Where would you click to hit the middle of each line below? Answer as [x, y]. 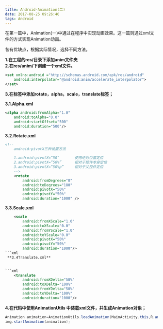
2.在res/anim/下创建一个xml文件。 [40, 66]
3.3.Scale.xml [19, 208]
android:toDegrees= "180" [48, 185]
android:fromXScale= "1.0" [49, 221]
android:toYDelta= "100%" [48, 293]
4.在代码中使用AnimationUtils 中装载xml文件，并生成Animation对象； [76, 308]
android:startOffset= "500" [41, 122]
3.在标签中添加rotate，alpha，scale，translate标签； [59, 94]
